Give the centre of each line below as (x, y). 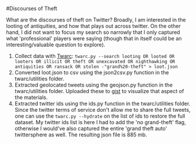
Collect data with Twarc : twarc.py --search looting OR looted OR (94, 56)
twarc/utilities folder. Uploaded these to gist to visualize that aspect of (99, 91)
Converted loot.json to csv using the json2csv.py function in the (92, 72)
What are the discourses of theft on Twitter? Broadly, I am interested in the (96, 20)
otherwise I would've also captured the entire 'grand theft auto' (91, 128)
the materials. (31, 97)
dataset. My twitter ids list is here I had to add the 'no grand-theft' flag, (100, 122)
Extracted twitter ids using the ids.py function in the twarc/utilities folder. (102, 104)
